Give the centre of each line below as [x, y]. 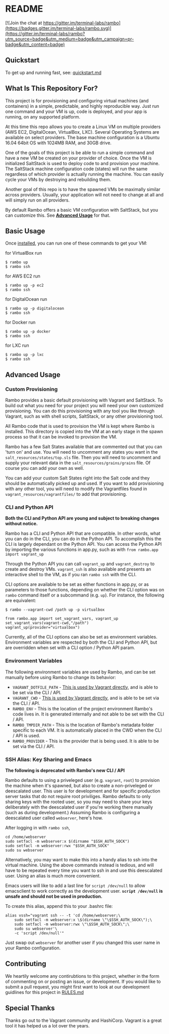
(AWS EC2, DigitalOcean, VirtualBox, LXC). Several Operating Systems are [82, 132]
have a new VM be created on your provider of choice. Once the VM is [79, 158]
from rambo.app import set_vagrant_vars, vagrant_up [62, 619]
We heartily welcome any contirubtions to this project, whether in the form [82, 976]
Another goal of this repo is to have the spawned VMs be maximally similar [83, 189]
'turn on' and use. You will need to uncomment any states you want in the [81, 452]
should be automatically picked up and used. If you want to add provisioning [84, 484]
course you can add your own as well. [45, 468]
